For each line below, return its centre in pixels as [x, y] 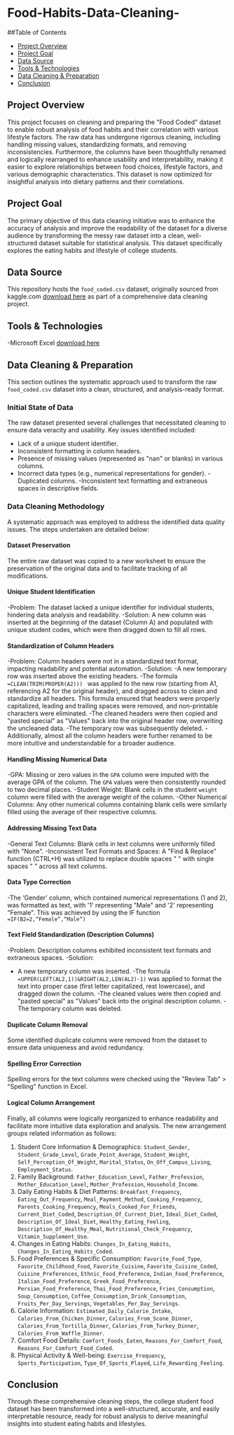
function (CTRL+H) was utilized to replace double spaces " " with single [111, 858]
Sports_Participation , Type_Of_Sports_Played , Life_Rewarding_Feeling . [121, 1362]
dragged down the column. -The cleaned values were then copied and [119, 994]
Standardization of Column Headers [61, 645]
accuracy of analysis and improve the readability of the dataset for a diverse [117, 228]
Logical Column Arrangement [51, 1103]
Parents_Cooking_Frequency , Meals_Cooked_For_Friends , [97, 1206]
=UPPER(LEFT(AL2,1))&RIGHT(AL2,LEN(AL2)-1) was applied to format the [119, 979]
